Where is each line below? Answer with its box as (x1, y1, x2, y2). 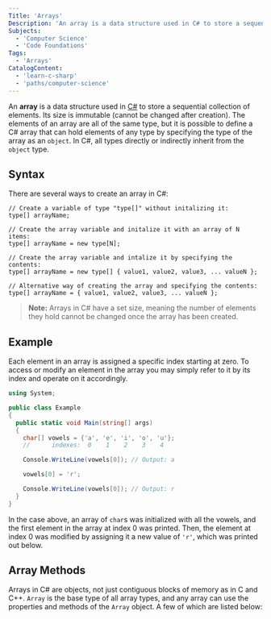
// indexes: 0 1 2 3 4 (23, 441, 164, 450)
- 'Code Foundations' (15, 42, 89, 50)
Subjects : (8, 27, 42, 35)
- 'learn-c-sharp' (15, 72, 78, 80)
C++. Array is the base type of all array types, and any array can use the (8, 593, 249, 603)
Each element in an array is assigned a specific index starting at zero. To (8, 356, 249, 367)
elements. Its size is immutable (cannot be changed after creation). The (8, 110, 246, 119)
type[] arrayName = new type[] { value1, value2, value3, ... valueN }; (8, 268, 258, 276)
